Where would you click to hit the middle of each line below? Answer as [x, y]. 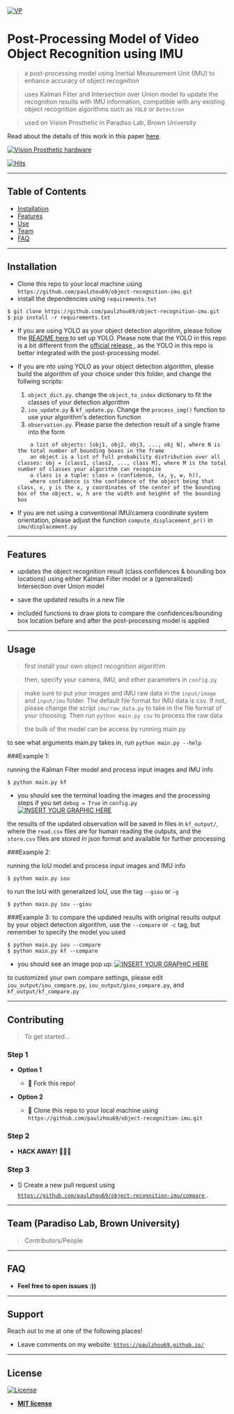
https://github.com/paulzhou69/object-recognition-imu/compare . [113, 1195]
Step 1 [18, 1054]
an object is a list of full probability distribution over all [125, 457]
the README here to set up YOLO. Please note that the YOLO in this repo [122, 338]
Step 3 [18, 1169]
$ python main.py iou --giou [49, 904]
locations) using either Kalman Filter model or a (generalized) [105, 579]
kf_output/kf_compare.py [43, 992]
